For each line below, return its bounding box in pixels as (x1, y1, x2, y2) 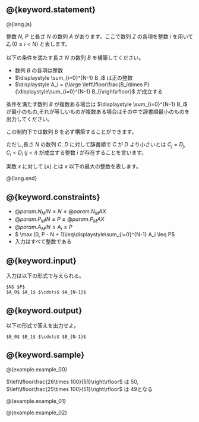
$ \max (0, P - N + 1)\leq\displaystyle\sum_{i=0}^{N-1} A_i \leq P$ (14, 231, 175, 238)
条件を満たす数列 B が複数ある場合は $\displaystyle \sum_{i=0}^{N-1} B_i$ (6, 101, 188, 108)
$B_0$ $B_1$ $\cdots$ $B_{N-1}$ (6, 334, 86, 340)
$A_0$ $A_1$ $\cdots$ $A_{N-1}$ (6, 289, 86, 295)
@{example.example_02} (6, 409, 67, 416)
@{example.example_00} (6, 365, 68, 373)
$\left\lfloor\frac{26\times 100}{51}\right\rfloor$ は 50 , (6, 378, 139, 385)
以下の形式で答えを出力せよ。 (6, 322, 79, 329)
